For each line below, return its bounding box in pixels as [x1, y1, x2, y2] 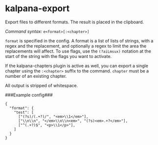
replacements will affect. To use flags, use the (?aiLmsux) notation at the [5, 48, 152, 54]
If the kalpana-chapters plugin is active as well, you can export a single [5, 63, 148, 69]
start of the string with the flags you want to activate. [5, 53, 112, 59]
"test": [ [14, 110, 34, 115]
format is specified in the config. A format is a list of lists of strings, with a [5, 37, 154, 44]
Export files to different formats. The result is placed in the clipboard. [5, 19, 144, 25]
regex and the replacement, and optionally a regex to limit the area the [5, 43, 147, 49]
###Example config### [5, 92, 53, 98]
